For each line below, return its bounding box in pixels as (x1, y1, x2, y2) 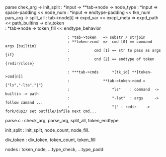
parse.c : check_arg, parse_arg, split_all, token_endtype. (5, 118, 120, 123)
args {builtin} (5, 44, 37, 49)
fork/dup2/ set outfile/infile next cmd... (5, 109, 97, 114)
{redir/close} (5, 61, 35, 66)
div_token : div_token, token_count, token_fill (5, 137, 96, 143)
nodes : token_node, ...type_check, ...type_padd (5, 147, 103, 152)
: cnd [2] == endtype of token (67, 57, 155, 62)
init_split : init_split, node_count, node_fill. (5, 127, 90, 133)
